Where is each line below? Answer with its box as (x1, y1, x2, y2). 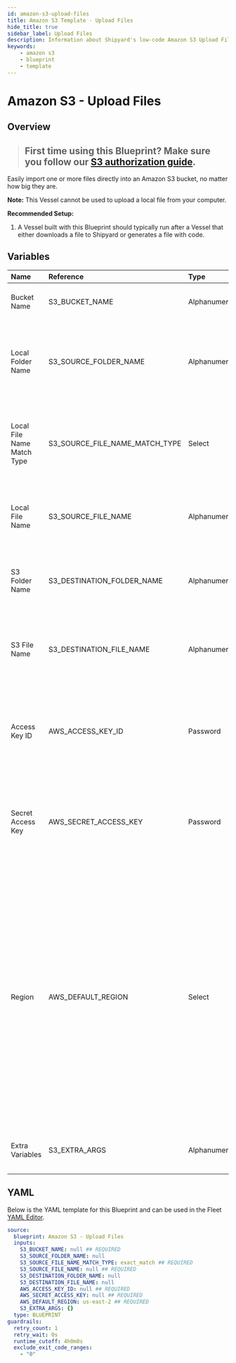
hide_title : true (7, 23, 58, 30)
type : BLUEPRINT (13, 1312, 61, 1319)
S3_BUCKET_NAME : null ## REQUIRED (20, 1246, 121, 1253)
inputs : (13, 1240, 37, 1247)
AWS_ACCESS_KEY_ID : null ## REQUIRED (20, 1286, 131, 1293)
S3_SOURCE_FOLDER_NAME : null (20, 1252, 105, 1260)
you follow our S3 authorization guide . (24, 156, 196, 168)
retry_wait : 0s (13, 1331, 58, 1338)
